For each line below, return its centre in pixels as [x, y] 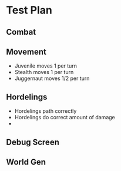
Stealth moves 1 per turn [44, 72]
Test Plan [29, 10]
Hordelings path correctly [46, 111]
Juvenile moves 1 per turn [46, 66]
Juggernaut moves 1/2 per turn [52, 78]
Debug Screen [33, 142]
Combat [21, 32]
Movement [26, 51]
